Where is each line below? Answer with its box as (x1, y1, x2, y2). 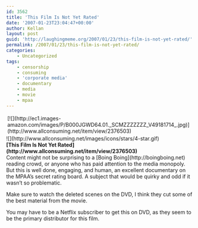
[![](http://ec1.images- (7, 114, 61, 122)
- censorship (17, 64, 49, 70)
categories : (6, 48, 36, 54)
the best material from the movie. (6, 197, 87, 204)
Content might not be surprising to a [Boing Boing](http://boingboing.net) (6, 154, 186, 161)
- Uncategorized (17, 53, 58, 59)
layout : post (6, 31, 39, 37)
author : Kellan (6, 25, 44, 32)
